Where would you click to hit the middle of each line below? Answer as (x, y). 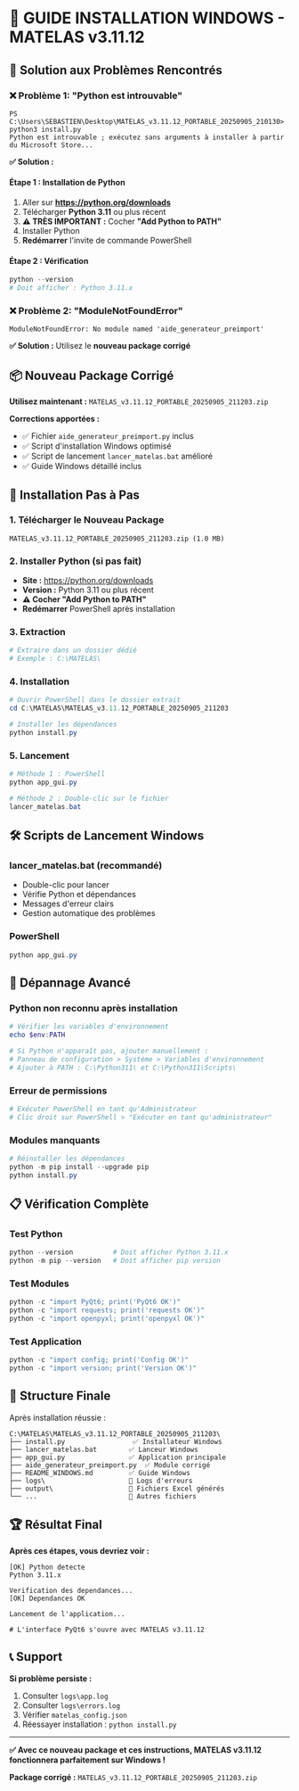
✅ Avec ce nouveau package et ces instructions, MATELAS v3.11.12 (136, 1750)
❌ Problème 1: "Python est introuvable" (96, 95)
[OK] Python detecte (48, 1567)
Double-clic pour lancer (65, 885)
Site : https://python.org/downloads (88, 581)
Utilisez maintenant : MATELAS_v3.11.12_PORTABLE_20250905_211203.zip (139, 401)
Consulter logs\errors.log (71, 1705)
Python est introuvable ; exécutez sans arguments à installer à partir (147, 137)
